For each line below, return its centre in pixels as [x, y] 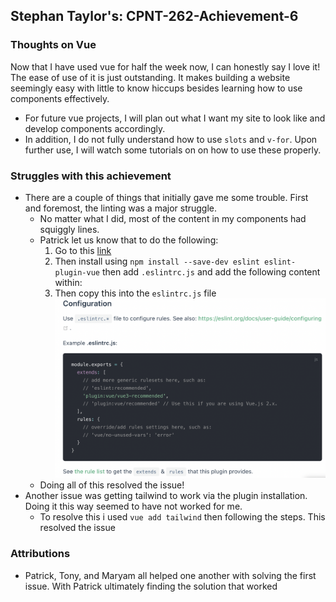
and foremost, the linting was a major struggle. [121, 208]
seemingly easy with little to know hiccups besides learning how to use [156, 88]
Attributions [40, 554]
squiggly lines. [69, 229]
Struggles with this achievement [91, 176]
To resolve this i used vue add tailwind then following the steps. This [182, 517]
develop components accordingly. [95, 128]
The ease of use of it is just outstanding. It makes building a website [150, 77]
